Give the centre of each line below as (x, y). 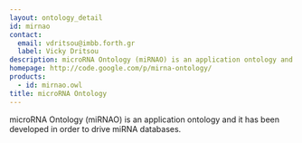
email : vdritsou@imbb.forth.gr (76, 43)
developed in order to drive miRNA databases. (95, 129)
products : (28, 77)
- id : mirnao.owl (50, 85)
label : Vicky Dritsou (58, 52)
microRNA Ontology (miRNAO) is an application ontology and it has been (145, 119)
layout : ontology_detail (56, 18)
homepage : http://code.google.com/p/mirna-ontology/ (111, 69)
